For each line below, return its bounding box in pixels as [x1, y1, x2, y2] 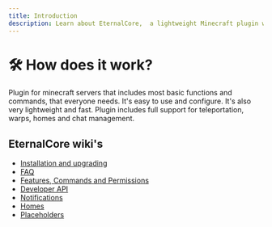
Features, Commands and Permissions [19, 175, 150, 186]
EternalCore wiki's [8, 137, 104, 150]
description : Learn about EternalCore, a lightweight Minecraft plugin [8, 19, 259, 27]
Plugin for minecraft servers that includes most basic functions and [8, 88, 232, 98]
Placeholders [19, 210, 65, 220]
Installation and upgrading [19, 158, 108, 168]
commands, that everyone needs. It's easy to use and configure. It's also [8, 96, 252, 106]
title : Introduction [8, 11, 79, 20]
